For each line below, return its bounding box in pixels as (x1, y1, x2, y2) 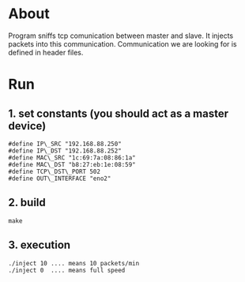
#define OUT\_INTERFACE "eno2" (8, 175, 111, 182)
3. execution (8, 239, 71, 252)
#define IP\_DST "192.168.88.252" (8, 147, 122, 155)
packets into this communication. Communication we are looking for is (8, 39, 237, 48)
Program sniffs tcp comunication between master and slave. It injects (8, 31, 234, 40)
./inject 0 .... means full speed (8, 266, 126, 274)
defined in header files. (8, 47, 84, 57)
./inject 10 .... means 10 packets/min (8, 259, 140, 267)
